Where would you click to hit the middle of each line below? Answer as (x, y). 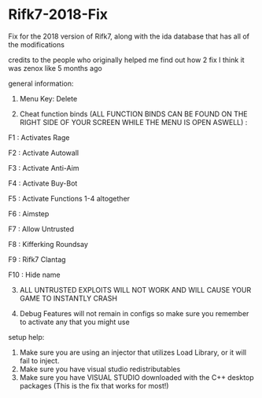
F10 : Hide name (34, 275)
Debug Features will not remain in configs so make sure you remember (134, 313)
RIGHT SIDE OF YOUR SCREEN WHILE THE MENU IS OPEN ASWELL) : (133, 122)
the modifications (37, 44)
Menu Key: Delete (48, 98)
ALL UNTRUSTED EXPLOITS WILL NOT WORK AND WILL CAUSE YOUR (135, 289)
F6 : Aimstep (29, 213)
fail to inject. (39, 360)
